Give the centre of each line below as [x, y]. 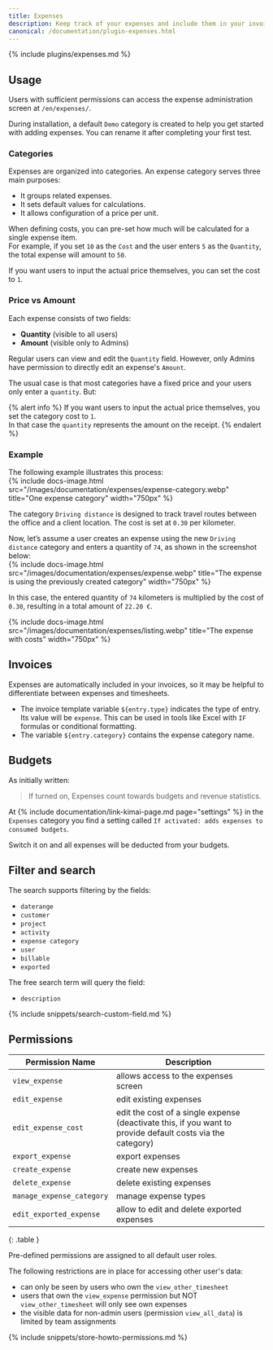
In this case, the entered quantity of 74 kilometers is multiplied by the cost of [136, 598]
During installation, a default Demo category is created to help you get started [136, 124]
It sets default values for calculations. [83, 204]
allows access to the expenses [175, 1076]
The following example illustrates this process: [86, 473]
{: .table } [24, 1240]
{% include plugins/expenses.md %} [70, 55]
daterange [37, 906]
